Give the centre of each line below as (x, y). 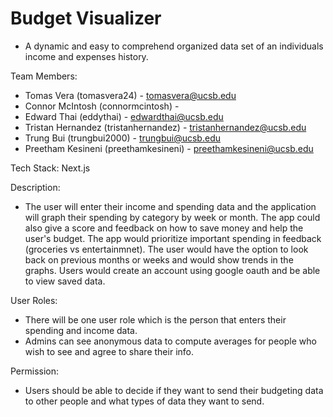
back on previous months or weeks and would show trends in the (159, 259)
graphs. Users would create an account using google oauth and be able (172, 270)
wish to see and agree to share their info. (109, 351)
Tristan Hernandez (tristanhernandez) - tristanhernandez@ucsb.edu (165, 127)
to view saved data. (65, 281)
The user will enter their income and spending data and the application (170, 206)
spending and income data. (81, 330)
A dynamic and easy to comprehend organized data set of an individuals (174, 46)
